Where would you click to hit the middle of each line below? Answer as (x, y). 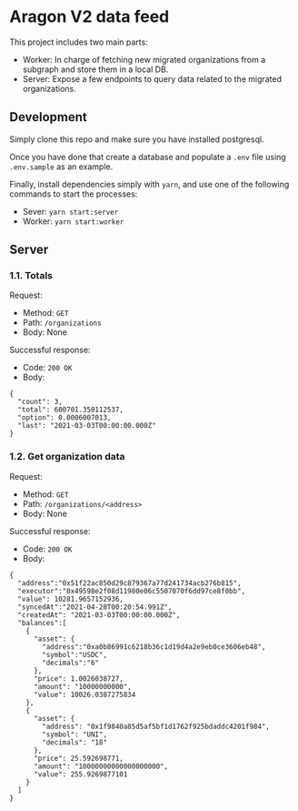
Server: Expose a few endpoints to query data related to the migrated (152, 78)
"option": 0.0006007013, (65, 418)
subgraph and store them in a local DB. (95, 69)
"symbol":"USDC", (74, 654)
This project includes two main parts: (79, 42)
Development (49, 117)
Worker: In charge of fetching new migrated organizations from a (144, 59)
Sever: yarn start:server (70, 211)
